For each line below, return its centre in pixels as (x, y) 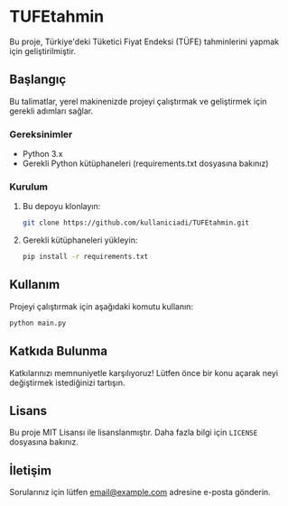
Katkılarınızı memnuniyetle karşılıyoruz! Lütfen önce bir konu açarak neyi (144, 373)
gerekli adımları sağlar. (51, 111)
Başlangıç (38, 80)
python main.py (38, 323)
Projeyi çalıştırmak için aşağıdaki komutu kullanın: (102, 306)
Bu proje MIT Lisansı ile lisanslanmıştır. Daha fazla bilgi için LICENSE (134, 432)
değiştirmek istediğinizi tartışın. (67, 382)
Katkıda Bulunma (59, 351)
